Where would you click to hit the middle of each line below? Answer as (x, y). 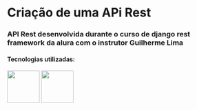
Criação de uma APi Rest (79, 13)
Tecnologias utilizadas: (41, 59)
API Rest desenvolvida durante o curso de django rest (99, 34)
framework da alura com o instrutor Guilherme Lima (95, 43)
